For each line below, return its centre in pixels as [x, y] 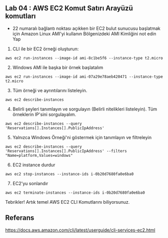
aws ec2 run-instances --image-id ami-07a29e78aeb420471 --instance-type [84, 77]
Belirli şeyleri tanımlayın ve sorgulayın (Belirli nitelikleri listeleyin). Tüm [85, 109]
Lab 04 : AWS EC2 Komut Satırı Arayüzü [69, 8]
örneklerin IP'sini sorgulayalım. [44, 114]
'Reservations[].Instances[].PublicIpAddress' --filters [66, 151]
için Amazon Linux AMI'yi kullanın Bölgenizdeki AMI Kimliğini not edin [84, 34]
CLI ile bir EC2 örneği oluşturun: [46, 49]
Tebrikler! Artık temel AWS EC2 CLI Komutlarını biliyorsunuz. [67, 202]
